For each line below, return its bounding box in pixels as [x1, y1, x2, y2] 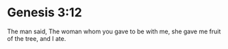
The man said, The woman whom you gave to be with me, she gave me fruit [7, 27, 221, 35]
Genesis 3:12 [7, 5, 82, 20]
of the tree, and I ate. [7, 34, 66, 42]
